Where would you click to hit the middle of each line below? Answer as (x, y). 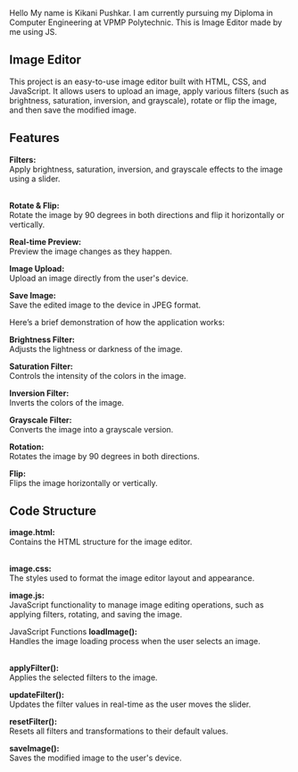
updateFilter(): (37, 695)
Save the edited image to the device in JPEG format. (105, 305)
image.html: (32, 533)
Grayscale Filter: (41, 420)
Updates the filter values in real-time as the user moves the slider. (130, 704)
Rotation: (27, 447)
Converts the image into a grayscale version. (91, 429)
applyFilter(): (34, 668)
